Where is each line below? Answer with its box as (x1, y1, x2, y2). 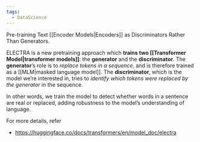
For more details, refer (6, 117, 61, 124)
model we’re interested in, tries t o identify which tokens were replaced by (6, 75, 189, 82)
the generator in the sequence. (6, 81, 83, 88)
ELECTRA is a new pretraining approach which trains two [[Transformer (6, 49, 187, 56)
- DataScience (11, 14, 47, 20)
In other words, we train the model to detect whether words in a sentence (6, 93, 189, 100)
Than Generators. (6, 37, 50, 45)
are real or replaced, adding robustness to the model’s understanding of (6, 99, 185, 106)
